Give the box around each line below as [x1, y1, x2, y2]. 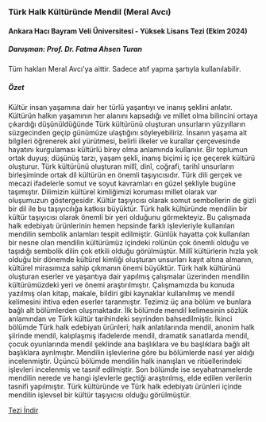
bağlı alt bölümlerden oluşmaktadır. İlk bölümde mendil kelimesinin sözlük [8, 306, 249, 315]
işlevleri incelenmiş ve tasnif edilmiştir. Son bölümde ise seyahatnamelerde [8, 365, 253, 374]
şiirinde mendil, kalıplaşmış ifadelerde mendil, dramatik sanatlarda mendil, [8, 331, 249, 341]
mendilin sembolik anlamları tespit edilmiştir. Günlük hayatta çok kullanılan [8, 229, 250, 239]
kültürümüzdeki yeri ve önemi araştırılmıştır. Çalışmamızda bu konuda [8, 280, 235, 290]
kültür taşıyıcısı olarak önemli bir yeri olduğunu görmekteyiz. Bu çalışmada [8, 213, 252, 222]
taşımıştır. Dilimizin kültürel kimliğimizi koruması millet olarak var [8, 187, 218, 197]
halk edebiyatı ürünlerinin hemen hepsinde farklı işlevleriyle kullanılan [8, 221, 235, 231]
